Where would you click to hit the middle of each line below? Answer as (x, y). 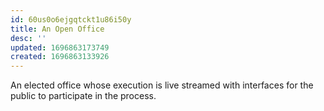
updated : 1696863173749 (60, 47)
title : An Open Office (57, 29)
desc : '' (28, 38)
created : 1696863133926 (60, 57)
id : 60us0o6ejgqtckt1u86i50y (71, 19)
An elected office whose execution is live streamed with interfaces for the (162, 85)
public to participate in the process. (83, 96)
